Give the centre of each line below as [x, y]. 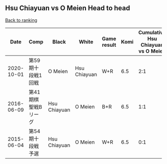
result [109, 45]
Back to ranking [21, 20]
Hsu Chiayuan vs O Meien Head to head [68, 8]
